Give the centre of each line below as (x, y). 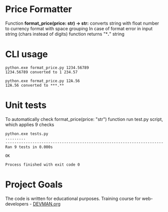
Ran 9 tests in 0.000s (29, 147)
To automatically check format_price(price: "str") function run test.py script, (84, 119)
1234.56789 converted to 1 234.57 (42, 72)
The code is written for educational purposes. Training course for (73, 198)
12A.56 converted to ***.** (35, 85)
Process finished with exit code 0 (43, 165)
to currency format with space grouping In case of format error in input (79, 28)
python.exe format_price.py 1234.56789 (47, 67)
